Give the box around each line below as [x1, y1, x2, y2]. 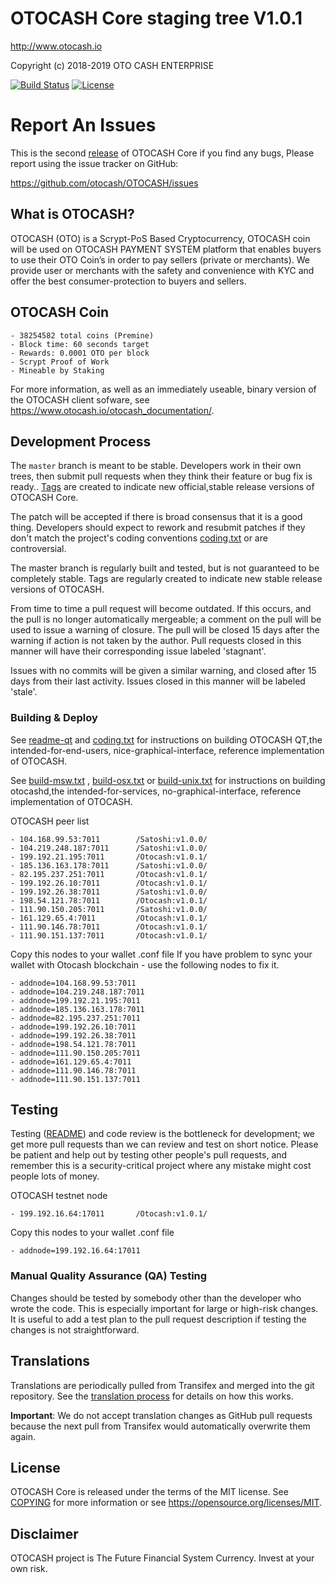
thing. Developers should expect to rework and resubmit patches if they [10, 522, 306, 534]
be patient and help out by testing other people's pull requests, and [10, 1149, 288, 1161]
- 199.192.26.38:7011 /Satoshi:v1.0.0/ [10, 887, 208, 897]
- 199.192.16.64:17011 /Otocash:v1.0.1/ [10, 1209, 208, 1219]
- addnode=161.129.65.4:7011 [10, 1057, 132, 1067]
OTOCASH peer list [10, 815, 90, 827]
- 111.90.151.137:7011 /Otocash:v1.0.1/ [10, 930, 208, 941]
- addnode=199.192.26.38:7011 [10, 1030, 137, 1041]
